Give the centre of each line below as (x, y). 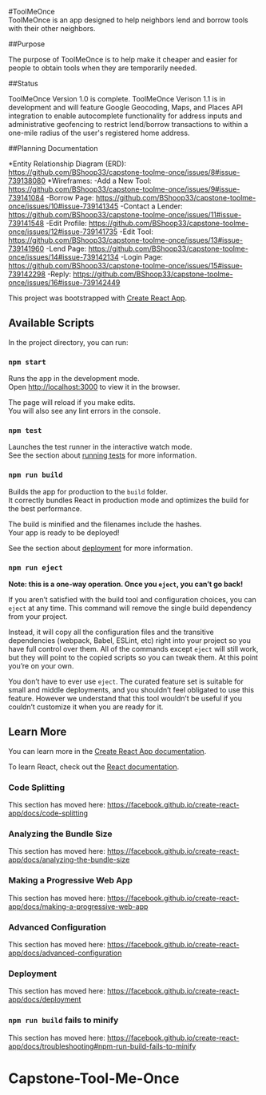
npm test (25, 431)
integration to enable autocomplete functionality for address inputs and (125, 116)
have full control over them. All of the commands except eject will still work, (133, 649)
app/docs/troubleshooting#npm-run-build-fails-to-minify (102, 1046)
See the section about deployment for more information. (101, 548)
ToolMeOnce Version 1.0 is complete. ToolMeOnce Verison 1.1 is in (117, 99)
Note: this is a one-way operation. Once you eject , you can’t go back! (126, 584)
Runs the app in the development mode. (74, 379)
